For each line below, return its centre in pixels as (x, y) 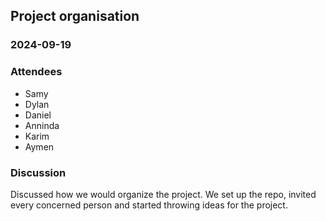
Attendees (36, 72)
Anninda (42, 125)
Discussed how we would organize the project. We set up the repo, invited (163, 194)
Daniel (38, 115)
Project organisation (75, 16)
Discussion (38, 172)
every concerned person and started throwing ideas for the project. (149, 205)
